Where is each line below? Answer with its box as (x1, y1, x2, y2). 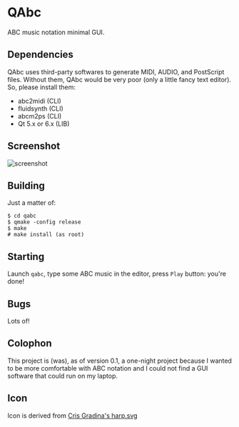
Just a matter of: (7, 199, 56, 207)
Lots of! (7, 317, 30, 325)
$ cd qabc (7, 212, 37, 220)
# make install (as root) (7, 231, 84, 238)
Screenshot (7, 140, 61, 152)
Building (7, 179, 45, 191)
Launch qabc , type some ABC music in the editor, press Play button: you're (7, 269, 227, 278)
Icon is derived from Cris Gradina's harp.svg (7, 411, 138, 420)
